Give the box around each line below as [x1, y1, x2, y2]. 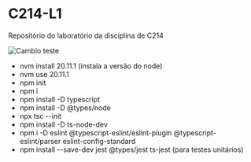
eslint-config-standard [62, 136, 136, 145]
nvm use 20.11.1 [19, 69, 69, 79]
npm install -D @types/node [19, 103, 112, 112]
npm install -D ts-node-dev [19, 120, 109, 129]
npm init [19, 78, 46, 87]
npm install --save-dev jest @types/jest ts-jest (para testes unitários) [19, 145, 244, 154]
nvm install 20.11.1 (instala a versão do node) [19, 61, 163, 71]
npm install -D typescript [19, 94, 101, 104]
